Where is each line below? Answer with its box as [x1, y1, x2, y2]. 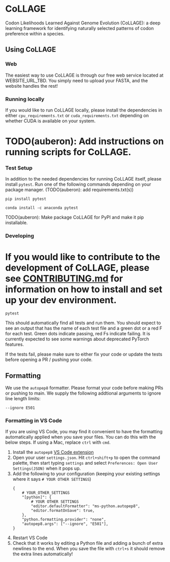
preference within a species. [5, 30, 65, 37]
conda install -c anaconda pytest [5, 205, 79, 210]
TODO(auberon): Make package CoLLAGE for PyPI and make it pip [5, 214, 144, 221]
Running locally [5, 95, 45, 102]
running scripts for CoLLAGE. [5, 147, 131, 158]
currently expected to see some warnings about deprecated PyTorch [5, 336, 149, 342]
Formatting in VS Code [5, 417, 62, 424]
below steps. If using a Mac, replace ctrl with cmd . [5, 439, 111, 445]
